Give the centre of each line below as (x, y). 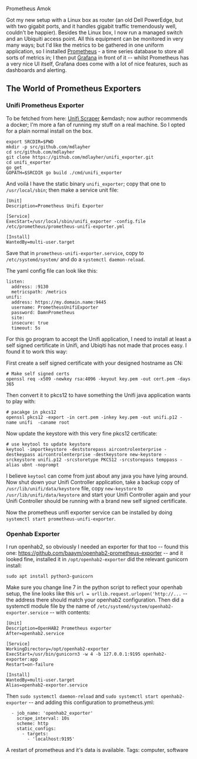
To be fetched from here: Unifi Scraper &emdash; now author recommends (97, 118)
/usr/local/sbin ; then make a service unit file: (62, 190)
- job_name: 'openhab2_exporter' (52, 713)
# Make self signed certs (38, 374)
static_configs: (37, 728)
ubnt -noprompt (40, 465)
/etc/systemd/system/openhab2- (135, 606)
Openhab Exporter (33, 534)
